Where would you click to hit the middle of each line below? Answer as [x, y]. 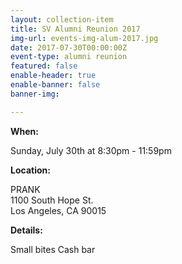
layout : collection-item [62, 19]
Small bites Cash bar [53, 249]
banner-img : [35, 94]
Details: [26, 230]
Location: [30, 170]
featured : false [44, 66]
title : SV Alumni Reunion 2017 [75, 29]
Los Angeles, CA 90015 [58, 210]
